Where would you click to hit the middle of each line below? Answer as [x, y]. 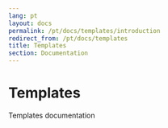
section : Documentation [48, 53]
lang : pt [23, 16]
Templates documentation [52, 115]
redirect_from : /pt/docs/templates [68, 38]
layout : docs [30, 23]
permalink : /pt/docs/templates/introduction [84, 31]
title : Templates [38, 46]
